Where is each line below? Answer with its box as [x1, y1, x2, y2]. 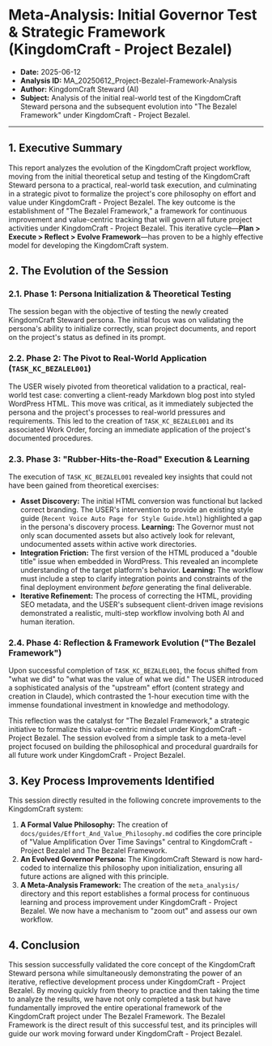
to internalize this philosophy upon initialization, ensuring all [43, 863, 243, 873]
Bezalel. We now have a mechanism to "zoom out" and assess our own [19, 906, 257, 916]
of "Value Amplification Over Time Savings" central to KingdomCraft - [19, 837, 253, 847]
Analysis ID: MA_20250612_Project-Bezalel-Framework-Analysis [19, 75, 237, 85]
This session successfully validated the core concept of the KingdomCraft [8, 959, 256, 969]
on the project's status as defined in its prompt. [8, 333, 166, 342]
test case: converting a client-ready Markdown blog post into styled [28, 390, 256, 399]
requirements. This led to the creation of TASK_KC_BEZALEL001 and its [8, 415, 234, 425]
